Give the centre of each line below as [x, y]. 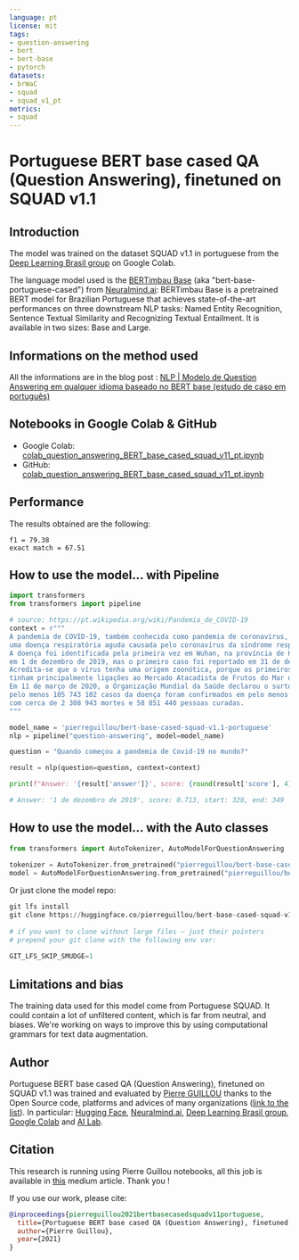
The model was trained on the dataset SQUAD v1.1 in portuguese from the [144, 253]
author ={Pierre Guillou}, [65, 1231]
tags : [19, 34]
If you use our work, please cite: [68, 1198]
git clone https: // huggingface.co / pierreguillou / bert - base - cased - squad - [147, 916]
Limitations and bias [66, 984]
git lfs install [39, 907]
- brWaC [24, 84]
